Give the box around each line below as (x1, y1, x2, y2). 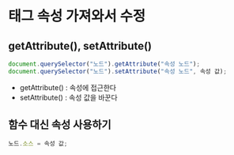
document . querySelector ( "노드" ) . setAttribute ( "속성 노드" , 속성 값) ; (8, 67, 228, 75)
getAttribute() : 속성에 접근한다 (19, 82, 117, 92)
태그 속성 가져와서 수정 (8, 7, 146, 25)
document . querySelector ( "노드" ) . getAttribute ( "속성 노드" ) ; (8, 60, 200, 68)
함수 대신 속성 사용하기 (8, 118, 112, 131)
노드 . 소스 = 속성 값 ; (8, 139, 68, 147)
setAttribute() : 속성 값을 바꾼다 (19, 93, 118, 102)
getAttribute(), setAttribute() (8, 39, 153, 52)
